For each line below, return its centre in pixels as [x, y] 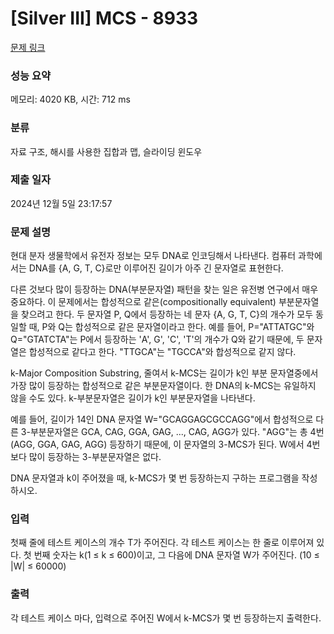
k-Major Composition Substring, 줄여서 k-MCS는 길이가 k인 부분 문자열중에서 [164, 373]
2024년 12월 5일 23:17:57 [61, 203]
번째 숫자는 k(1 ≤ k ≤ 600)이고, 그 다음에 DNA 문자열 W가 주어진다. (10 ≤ [176, 555]
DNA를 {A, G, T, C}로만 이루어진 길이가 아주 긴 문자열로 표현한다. [156, 268]
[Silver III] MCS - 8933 [104, 18]
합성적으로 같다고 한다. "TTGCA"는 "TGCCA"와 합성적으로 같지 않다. [162, 352]
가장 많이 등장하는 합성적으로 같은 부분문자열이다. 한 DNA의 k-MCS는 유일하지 [163, 386]
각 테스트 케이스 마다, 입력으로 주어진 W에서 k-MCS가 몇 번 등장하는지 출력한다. [166, 618]
